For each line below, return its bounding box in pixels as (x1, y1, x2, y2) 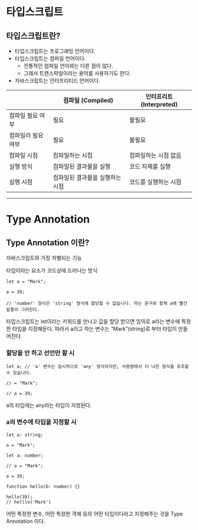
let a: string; (6, 432, 44, 438)
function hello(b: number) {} (6, 483, 81, 489)
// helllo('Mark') (6, 499, 51, 505)
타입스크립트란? (6, 31, 61, 41)
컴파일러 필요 (9, 131, 44, 139)
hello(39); (6, 494, 33, 500)
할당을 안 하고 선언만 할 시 (6, 349, 75, 357)
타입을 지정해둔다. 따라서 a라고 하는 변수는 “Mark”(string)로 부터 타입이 (12, 326, 177, 332)
